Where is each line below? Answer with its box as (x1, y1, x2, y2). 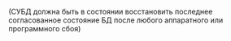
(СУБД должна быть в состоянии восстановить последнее (8, 7, 213, 16)
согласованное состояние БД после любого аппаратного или (8, 15, 224, 25)
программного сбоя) (8, 24, 81, 33)
